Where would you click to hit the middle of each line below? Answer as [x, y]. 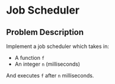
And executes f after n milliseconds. [50, 75]
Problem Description [45, 32]
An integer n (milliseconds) [47, 64]
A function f [29, 58]
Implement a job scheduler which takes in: [58, 46]
